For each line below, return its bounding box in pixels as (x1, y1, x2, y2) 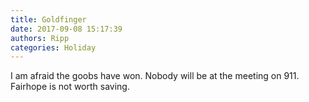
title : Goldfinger (10, 14, 87, 25)
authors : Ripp (10, 33, 70, 43)
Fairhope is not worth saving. (10, 81, 130, 93)
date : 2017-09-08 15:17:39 (10, 24, 123, 34)
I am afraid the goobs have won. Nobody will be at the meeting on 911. (10, 70, 300, 82)
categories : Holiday (10, 42, 97, 53)
